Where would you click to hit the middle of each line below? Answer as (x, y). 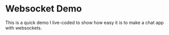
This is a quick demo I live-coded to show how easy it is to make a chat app (84, 22)
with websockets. (24, 27)
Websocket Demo (44, 9)
